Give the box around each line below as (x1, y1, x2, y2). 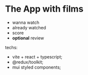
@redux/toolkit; (12, 59, 44, 65)
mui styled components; (12, 64, 61, 70)
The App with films (5, 3, 84, 15)
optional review (12, 35, 44, 41)
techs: (5, 44, 18, 50)
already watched (12, 24, 46, 30)
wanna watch (12, 19, 40, 25)
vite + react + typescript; (12, 54, 63, 59)
